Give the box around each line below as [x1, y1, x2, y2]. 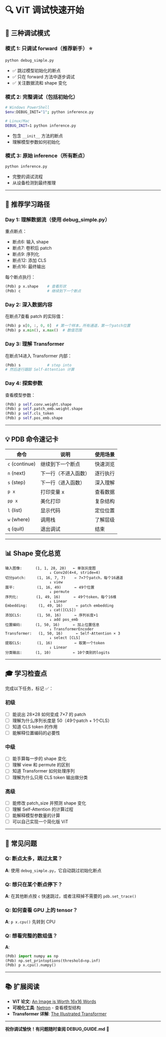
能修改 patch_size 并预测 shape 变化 [12, 800, 86, 806]
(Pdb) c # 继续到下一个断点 [5, 289, 82, 294]
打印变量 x [40, 488, 65, 495]
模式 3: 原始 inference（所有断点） [5, 152, 88, 159]
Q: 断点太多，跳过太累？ [5, 855, 63, 862]
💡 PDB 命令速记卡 [5, 435, 59, 444]
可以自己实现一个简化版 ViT [12, 819, 68, 825]
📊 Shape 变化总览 [5, 549, 61, 558]
